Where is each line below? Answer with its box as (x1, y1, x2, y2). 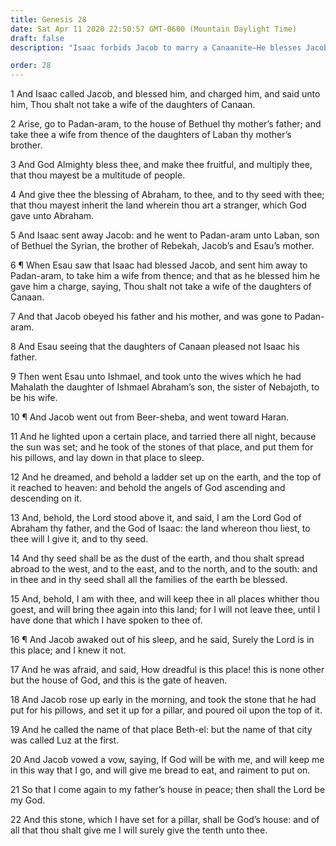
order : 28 (10, 61, 52, 71)
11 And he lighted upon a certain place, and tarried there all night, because (10, 431, 317, 443)
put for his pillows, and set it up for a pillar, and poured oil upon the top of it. (10, 704, 323, 716)
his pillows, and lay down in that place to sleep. (10, 452, 205, 464)
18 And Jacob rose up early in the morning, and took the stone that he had (10, 694, 317, 706)
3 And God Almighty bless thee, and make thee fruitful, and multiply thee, (10, 159, 313, 171)
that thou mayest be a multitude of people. (10, 169, 186, 181)
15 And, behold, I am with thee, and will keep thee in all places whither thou (10, 593, 320, 605)
